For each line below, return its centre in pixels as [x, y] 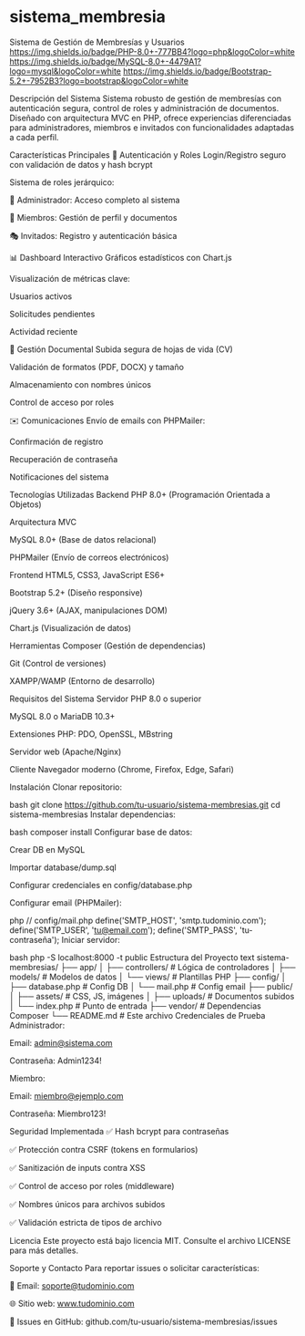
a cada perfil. [34, 137]
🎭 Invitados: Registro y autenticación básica [93, 235]
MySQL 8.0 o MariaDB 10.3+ [62, 716]
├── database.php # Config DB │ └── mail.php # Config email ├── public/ [151, 986]
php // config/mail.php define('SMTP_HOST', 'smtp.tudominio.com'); [138, 920]
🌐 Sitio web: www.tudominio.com [72, 1303]
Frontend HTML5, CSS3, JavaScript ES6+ [87, 575]
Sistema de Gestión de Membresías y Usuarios [97, 42]
